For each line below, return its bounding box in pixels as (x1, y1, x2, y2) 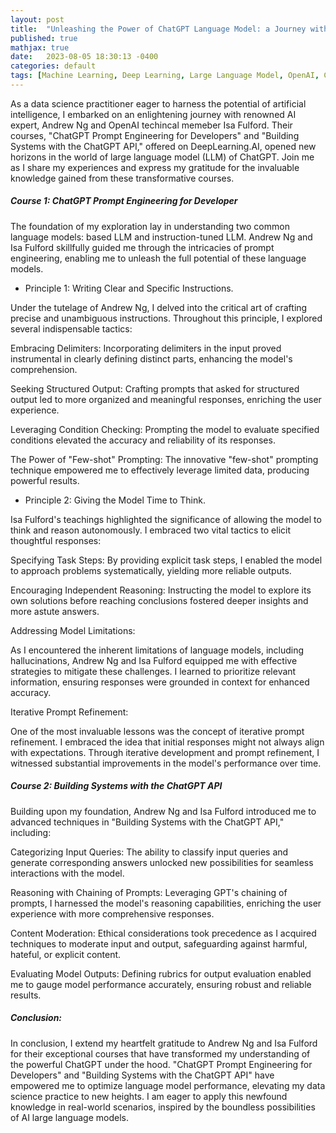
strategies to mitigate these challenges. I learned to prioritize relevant (10, 665, 297, 677)
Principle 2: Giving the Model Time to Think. (24, 494, 206, 506)
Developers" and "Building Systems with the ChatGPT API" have (10, 1069, 275, 1081)
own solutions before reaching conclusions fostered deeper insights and (10, 594, 309, 606)
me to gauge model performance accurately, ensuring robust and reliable (10, 978, 312, 990)
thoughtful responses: (10, 534, 102, 546)
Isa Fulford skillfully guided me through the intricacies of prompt (10, 241, 275, 253)
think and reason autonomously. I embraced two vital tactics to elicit (10, 524, 292, 536)
